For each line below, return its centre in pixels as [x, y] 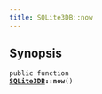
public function [39, 74]
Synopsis [35, 54]
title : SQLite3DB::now [51, 17]
